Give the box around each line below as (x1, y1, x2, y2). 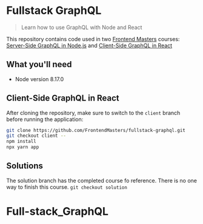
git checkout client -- (6, 133, 67, 139)
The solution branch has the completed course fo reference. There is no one (6, 177, 197, 184)
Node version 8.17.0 (15, 75, 64, 82)
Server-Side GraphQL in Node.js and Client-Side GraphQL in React (6, 42, 173, 49)
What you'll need (6, 59, 72, 70)
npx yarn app (6, 144, 39, 150)
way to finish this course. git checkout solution (6, 183, 127, 191)
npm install (6, 139, 36, 145)
